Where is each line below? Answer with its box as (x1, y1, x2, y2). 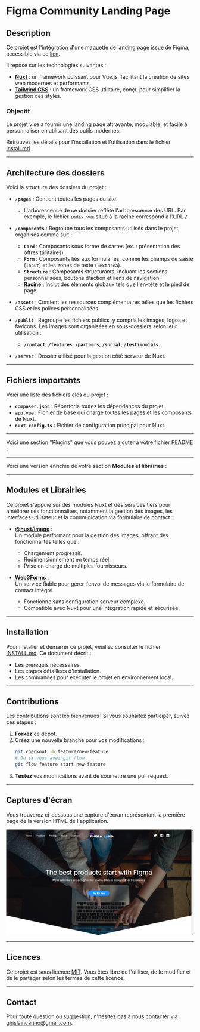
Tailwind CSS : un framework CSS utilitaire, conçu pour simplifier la (14, 86, 180, 93)
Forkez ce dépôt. (14, 730, 58, 738)
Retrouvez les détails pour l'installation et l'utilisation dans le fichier (6, 138, 171, 146)
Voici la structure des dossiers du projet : (6, 184, 107, 191)
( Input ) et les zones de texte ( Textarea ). (23, 261, 122, 269)
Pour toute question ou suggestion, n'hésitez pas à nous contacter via (6, 1013, 178, 1020)
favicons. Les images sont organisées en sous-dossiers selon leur (14, 323, 177, 330)
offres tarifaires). (23, 249, 65, 256)
